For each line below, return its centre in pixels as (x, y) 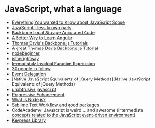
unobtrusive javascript (34, 89)
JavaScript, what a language (63, 9)
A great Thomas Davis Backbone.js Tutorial (55, 48)
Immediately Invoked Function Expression (53, 64)
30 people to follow (31, 68)
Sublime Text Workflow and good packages (55, 105)
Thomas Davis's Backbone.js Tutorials (50, 43)
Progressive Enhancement (38, 94)
